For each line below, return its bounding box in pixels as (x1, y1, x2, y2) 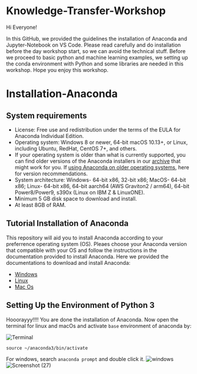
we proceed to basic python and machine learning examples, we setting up (6, 54, 188, 61)
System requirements (6, 110, 87, 120)
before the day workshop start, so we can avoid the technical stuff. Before (6, 47, 186, 54)
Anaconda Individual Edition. (14, 132, 84, 139)
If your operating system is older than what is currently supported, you (14, 151, 186, 158)
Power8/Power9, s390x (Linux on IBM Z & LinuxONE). (14, 189, 145, 196)
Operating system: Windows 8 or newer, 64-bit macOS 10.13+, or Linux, (14, 139, 188, 146)
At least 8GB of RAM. (14, 201, 66, 208)
